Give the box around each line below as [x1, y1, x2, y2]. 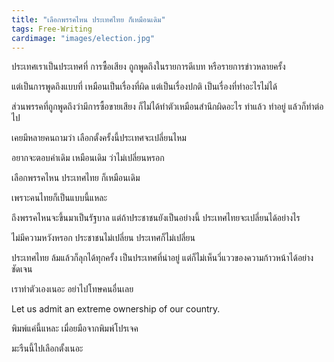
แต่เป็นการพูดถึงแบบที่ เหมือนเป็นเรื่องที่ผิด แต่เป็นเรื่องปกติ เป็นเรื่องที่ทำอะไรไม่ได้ [11, 81, 278, 93]
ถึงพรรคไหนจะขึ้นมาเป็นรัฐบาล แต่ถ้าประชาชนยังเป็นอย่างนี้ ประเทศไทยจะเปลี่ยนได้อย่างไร [11, 212, 301, 224]
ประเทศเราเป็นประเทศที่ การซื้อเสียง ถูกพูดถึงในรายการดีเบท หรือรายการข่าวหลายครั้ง [11, 61, 286, 73]
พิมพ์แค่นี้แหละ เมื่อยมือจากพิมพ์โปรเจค [11, 322, 139, 335]
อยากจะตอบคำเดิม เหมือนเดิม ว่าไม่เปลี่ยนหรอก [11, 152, 165, 164]
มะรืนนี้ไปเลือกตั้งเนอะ [11, 342, 84, 355]
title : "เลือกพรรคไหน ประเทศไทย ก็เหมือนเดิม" [11, 14, 166, 25]
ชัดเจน [11, 263, 33, 275]
